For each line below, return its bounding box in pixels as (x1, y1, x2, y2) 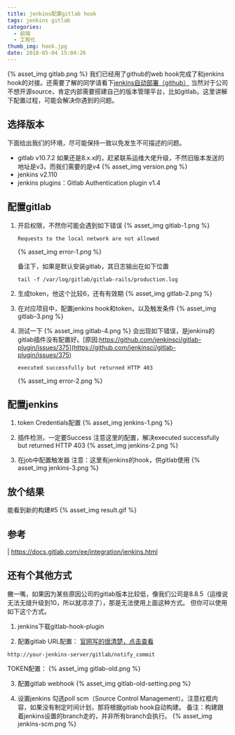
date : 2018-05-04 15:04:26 (7, 50, 86, 57)
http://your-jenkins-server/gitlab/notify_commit (7, 651, 156, 658)
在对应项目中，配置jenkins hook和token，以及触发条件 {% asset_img (17, 304, 216, 313)
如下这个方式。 (7, 607, 51, 616)
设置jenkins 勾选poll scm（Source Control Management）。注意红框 (17, 694, 213, 703)
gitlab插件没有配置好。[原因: (17, 335, 100, 344)
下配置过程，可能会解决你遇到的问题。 (7, 96, 118, 104)
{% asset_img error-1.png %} (17, 247, 102, 256)
